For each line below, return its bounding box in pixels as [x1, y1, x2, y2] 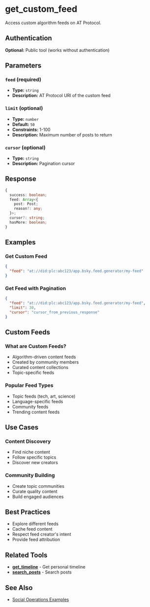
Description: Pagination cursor [12, 161, 75, 167]
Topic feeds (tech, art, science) [12, 393, 76, 399]
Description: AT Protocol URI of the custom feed [12, 93, 111, 99]
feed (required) [5, 76, 42, 83]
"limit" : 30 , [9, 305, 36, 310]
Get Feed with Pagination [5, 285, 66, 292]
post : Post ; [14, 202, 38, 206]
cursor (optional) [5, 144, 46, 151]
